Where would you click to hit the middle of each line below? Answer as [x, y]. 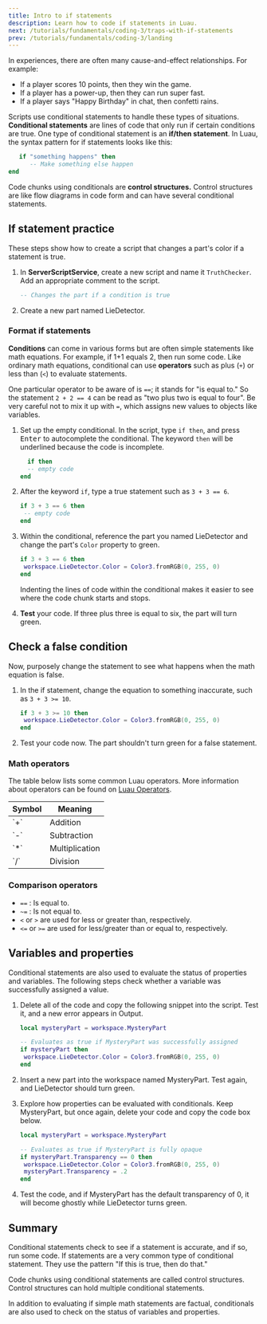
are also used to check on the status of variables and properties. [114, 1312]
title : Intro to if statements [60, 16]
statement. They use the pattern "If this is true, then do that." [108, 1264]
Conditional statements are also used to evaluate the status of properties [128, 972]
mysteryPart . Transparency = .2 [75, 1172]
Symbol [27, 809]
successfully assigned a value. [59, 989]
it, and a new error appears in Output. [81, 1013]
